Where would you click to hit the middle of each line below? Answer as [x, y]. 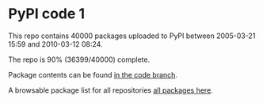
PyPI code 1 [47, 14]
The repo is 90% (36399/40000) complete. [79, 59]
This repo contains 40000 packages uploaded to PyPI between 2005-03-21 [132, 36]
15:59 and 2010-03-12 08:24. [55, 44]
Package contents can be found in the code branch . [93, 74]
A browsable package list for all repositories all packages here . [111, 90]
